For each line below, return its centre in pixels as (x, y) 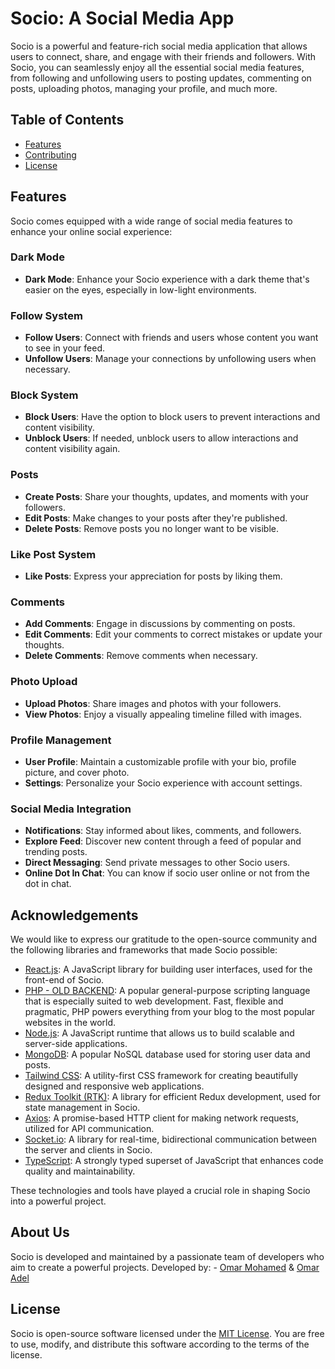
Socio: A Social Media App (122, 18)
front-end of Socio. (64, 980)
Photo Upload (44, 682)
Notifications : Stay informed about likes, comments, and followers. (163, 831)
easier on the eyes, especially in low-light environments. (140, 289)
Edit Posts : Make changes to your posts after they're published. (156, 518)
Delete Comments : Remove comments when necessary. (141, 656)
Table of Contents (67, 120)
